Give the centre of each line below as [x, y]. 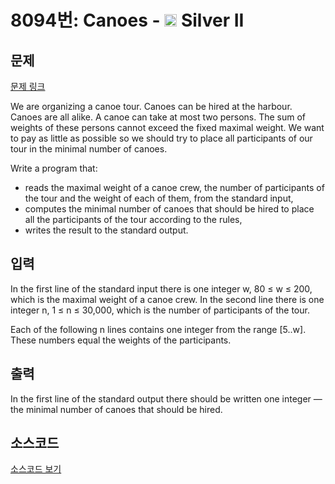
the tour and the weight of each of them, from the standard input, [159, 198]
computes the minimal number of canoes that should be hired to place [169, 209]
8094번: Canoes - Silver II [127, 20]
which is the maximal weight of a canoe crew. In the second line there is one [167, 299]
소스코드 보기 [36, 469]
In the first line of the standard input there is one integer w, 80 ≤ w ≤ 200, [161, 288]
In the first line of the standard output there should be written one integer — [166, 398]
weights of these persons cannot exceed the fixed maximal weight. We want [167, 127]
